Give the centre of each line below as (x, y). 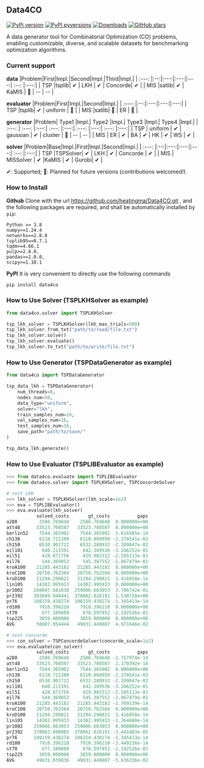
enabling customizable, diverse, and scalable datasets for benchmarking (97, 43)
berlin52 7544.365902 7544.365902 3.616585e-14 (77, 533)
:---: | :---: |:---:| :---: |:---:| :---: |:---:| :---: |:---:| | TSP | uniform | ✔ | (94, 128)
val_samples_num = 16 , (43, 420)
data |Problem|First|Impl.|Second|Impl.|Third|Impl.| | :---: (78, 79)
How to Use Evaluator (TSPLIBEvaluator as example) (85, 464)
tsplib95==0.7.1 (27, 241)
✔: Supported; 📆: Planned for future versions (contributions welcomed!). (97, 172)
